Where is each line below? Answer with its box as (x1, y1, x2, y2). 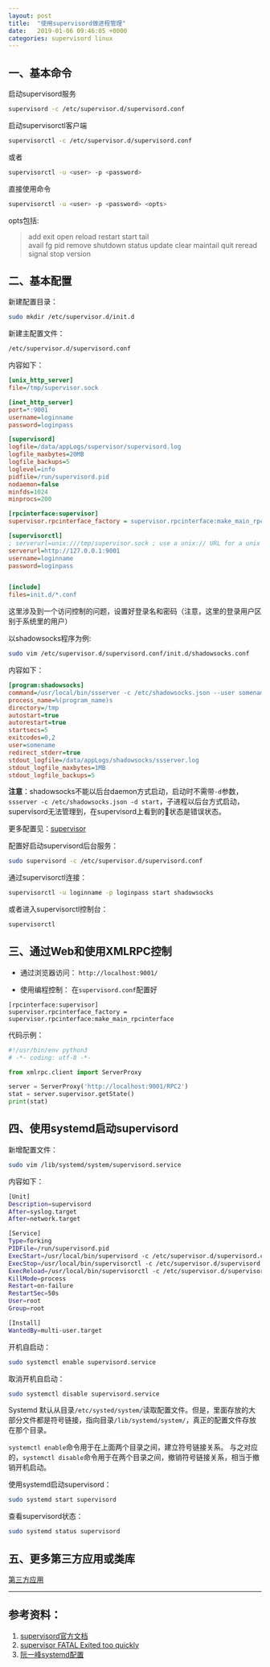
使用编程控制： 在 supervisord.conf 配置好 (19, 984, 158, 995)
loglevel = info (8, 465, 56, 474)
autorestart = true (8, 718, 67, 727)
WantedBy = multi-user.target (8, 1326, 103, 1334)
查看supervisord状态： (8, 1512, 84, 1521)
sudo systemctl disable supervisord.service (8, 1390, 160, 1398)
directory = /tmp (8, 704, 59, 712)
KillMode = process (8, 1274, 67, 1283)
